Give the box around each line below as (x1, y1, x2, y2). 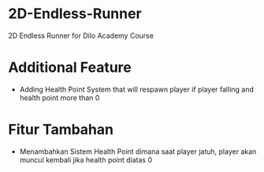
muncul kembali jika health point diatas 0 (19, 155, 153, 164)
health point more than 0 (19, 92, 100, 103)
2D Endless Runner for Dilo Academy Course (8, 31, 154, 40)
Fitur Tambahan (8, 121, 114, 139)
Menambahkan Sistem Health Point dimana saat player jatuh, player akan (19, 147, 257, 156)
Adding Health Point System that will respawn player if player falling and (19, 84, 255, 94)
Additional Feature (8, 58, 132, 77)
